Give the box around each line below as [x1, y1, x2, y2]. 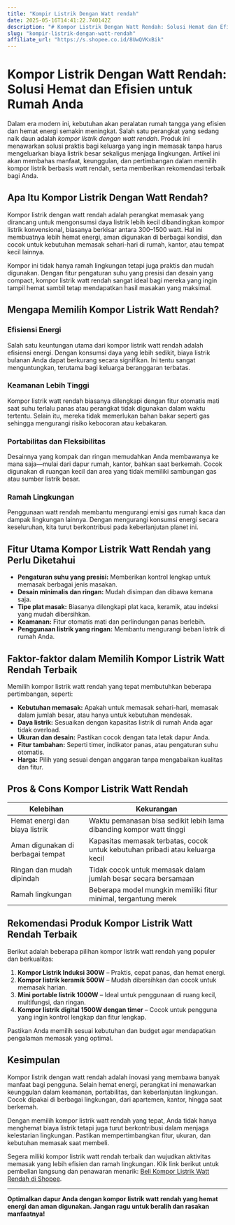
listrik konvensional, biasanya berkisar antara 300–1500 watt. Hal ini [7, 225, 203, 233]
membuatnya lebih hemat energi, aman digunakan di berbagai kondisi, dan [7, 233, 222, 241]
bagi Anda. [7, 172, 38, 180]
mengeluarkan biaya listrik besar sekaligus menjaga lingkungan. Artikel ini [7, 149, 220, 158]
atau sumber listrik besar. [7, 474, 80, 484]
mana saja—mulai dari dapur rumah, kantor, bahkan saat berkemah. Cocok [7, 460, 222, 468]
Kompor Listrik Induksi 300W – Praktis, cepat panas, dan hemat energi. [17, 968, 226, 976]
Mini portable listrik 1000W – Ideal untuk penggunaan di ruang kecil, [17, 990, 217, 999]
